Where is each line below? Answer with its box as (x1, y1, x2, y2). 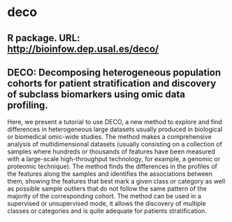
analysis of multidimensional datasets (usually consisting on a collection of (7, 140, 222, 149)
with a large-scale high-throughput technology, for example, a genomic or (7, 155, 221, 163)
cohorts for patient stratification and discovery (7, 77, 217, 89)
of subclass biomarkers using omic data (7, 88, 185, 100)
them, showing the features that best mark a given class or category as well (7, 177, 226, 186)
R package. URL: (7, 32, 80, 44)
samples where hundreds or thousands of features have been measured (7, 147, 215, 156)
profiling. (7, 99, 49, 111)
